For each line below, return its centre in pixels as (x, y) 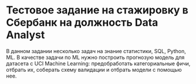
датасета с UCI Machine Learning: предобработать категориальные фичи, (98, 63)
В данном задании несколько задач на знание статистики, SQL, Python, (96, 51)
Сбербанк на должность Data (82, 22)
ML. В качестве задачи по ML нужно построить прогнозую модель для (95, 57)
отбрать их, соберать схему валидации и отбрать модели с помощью (94, 69)
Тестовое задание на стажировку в (97, 10)
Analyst (26, 35)
